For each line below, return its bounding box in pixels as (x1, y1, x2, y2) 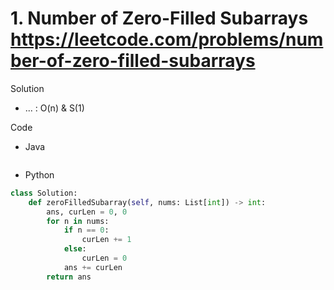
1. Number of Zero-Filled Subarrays (10, 7, 309, 30)
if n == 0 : (63, 225, 110, 236)
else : (63, 244, 87, 254)
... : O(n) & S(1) (24, 102, 85, 114)
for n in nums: (46, 216, 110, 226)
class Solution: (10, 188, 78, 198)
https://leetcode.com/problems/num (10, 28, 324, 51)
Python (24, 168, 55, 181)
